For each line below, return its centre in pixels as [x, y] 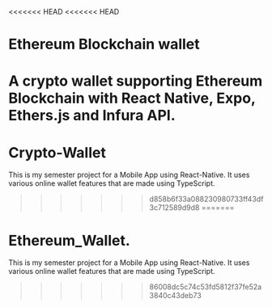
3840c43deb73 [176, 296]
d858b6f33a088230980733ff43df [206, 199]
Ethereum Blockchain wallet [104, 44]
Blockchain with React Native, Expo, [132, 98]
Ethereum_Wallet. [70, 240]
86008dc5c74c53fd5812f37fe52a [206, 287]
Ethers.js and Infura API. [92, 116]
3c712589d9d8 [174, 208]
